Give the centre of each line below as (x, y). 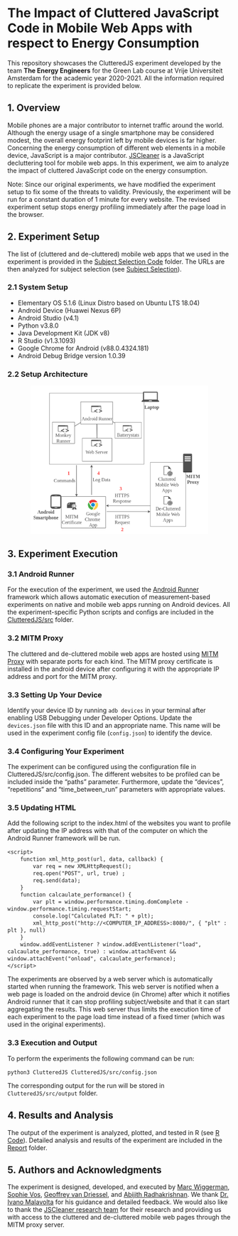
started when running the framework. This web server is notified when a (113, 987)
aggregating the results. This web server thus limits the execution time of (114, 1009)
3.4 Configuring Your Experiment (66, 751)
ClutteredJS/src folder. (40, 620)
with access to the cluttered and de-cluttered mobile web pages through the (119, 1218)
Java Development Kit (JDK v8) (64, 333)
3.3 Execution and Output (53, 1043)
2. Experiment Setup (54, 237)
